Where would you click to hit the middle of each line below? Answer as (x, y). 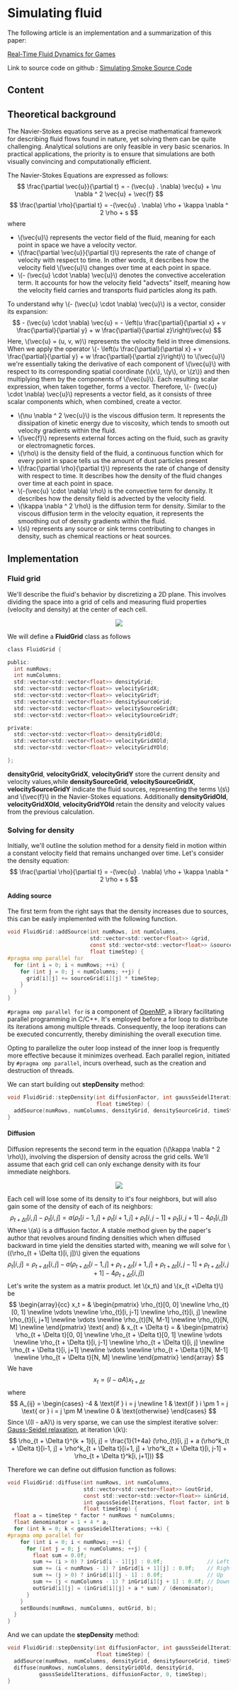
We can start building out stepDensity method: (76, 1084)
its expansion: (28, 312)
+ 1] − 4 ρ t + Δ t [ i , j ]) (119, 1274)
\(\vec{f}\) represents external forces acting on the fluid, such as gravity (123, 438)
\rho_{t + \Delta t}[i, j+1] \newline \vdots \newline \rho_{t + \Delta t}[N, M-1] (119, 1350)
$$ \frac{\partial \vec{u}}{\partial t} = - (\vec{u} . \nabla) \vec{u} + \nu (119, 187)
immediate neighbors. (39, 1171)
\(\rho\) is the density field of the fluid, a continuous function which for (120, 453)
